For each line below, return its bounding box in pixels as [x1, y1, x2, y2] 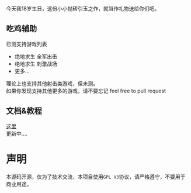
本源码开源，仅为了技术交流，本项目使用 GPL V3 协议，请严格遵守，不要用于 [6, 173, 186, 180]
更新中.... [6, 130, 28, 137]
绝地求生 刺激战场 [14, 60, 57, 67]
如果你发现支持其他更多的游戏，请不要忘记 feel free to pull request [6, 87, 166, 94]
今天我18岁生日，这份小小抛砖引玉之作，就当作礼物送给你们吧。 [6, 5, 160, 12]
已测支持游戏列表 [6, 40, 47, 47]
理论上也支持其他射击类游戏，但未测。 [6, 80, 98, 87]
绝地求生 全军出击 [14, 53, 57, 60]
